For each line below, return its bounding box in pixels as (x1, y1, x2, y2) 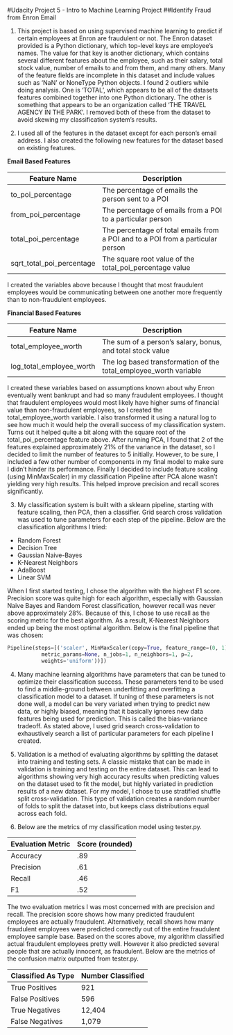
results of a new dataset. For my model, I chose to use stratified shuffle (17, 787, 221, 795)
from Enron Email (7, 13, 57, 22)
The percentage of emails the (102, 186, 198, 195)
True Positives (10, 982, 58, 992)
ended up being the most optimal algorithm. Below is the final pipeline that (7, 624, 220, 632)
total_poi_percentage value (102, 263, 191, 272)
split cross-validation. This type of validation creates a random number (17, 794, 220, 803)
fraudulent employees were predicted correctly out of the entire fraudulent (7, 924, 221, 933)
